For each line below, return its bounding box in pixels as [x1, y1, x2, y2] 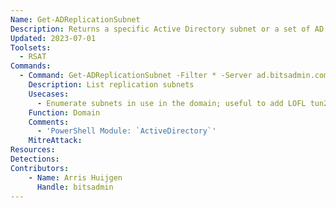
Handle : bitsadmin [36, 182, 114, 192]
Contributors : [10, 163, 70, 173]
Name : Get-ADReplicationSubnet [10, 14, 141, 25]
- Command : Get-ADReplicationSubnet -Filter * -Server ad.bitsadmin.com [19, 71, 329, 81]
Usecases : [28, 89, 70, 99]
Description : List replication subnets [28, 80, 195, 90]
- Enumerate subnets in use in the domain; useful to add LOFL [36, 98, 307, 108]
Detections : [10, 154, 60, 164]
